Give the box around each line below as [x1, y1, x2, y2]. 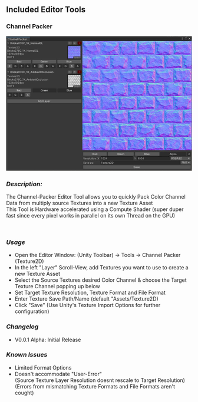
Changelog [6, 322, 39, 331]
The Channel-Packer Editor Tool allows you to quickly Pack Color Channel [6, 193, 186, 200]
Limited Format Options [14, 364, 72, 371]
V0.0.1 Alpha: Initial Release [14, 336, 81, 343]
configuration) [14, 308, 49, 315]
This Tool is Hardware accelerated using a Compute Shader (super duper [6, 206, 184, 213]
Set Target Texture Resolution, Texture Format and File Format [14, 289, 166, 296]
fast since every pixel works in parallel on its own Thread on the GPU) [6, 212, 176, 219]
